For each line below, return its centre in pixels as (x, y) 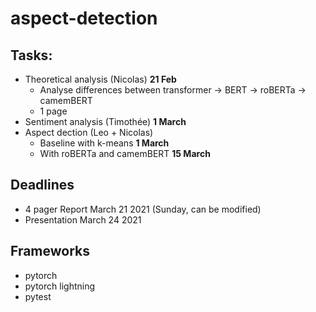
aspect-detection (84, 18)
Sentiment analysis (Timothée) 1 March (105, 121)
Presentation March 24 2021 (83, 219)
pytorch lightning (60, 286)
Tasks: (31, 55)
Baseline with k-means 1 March (104, 143)
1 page (53, 111)
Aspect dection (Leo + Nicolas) (89, 132)
